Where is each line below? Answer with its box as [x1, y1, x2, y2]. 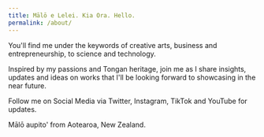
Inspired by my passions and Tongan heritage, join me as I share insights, [8, 64, 247, 73]
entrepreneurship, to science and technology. [8, 49, 156, 58]
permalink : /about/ [8, 19, 73, 27]
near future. [8, 80, 47, 91]
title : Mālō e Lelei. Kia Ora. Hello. [8, 11, 136, 20]
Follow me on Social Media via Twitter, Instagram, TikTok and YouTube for [8, 96, 248, 106]
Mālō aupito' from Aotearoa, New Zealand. [8, 120, 146, 129]
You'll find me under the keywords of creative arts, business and [8, 40, 218, 50]
